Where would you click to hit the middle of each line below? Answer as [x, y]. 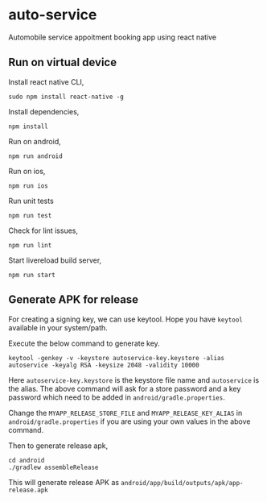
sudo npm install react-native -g [66, 97]
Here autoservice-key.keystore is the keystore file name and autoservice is [134, 380]
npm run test [30, 215]
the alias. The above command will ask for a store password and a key [125, 388]
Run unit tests [31, 201]
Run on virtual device [63, 62]
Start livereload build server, [55, 260]
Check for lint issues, [43, 230]
